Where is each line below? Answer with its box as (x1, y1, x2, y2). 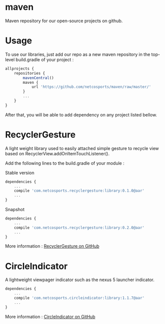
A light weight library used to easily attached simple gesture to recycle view (5, 145, 159, 151)
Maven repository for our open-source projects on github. (5, 18, 123, 24)
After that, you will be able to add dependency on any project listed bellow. (5, 111, 157, 117)
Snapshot (5, 207, 25, 213)
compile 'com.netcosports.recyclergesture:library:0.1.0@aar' (14, 188, 145, 193)
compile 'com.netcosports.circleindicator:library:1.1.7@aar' (14, 295, 145, 301)
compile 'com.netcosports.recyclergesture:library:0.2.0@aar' (14, 225, 145, 230)
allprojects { (5, 66, 35, 71)
